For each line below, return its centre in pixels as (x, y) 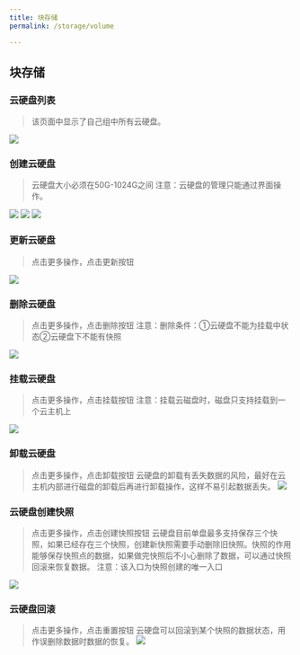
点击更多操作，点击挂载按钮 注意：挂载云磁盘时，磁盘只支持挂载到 (154, 400)
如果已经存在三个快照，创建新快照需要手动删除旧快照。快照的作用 (169, 544)
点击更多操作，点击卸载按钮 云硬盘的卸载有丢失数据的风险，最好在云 (158, 475)
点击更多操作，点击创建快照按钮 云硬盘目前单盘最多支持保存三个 (150, 533)
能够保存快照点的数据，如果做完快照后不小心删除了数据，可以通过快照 (161, 555)
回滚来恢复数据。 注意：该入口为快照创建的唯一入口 (127, 566)
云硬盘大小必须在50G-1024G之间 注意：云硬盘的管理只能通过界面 (152, 185)
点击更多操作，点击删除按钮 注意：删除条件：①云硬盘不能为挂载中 (156, 325)
